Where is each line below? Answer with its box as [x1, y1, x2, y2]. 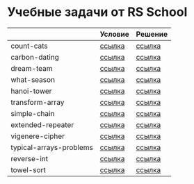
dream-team [10, 63, 53, 73]
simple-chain [10, 108, 55, 118]
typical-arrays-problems [10, 142, 94, 152]
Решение [136, 29, 168, 39]
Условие [99, 29, 130, 39]
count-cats [10, 41, 49, 51]
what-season [10, 74, 56, 84]
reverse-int [10, 153, 49, 163]
